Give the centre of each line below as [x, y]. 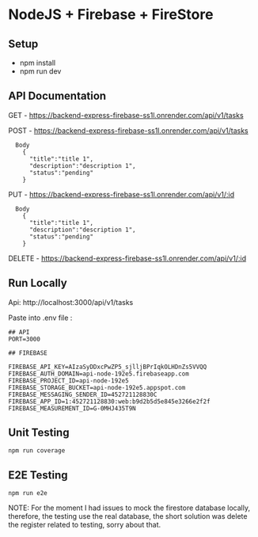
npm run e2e [28, 493]
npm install [38, 63]
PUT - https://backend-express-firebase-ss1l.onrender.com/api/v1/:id [121, 194]
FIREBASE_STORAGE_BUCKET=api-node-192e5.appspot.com [97, 387]
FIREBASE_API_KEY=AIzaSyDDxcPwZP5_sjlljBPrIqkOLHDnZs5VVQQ [108, 367]
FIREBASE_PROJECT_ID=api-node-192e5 [68, 381]
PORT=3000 [25, 339]
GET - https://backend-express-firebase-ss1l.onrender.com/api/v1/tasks [126, 115]
